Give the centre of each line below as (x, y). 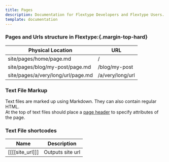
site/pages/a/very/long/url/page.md (50, 75)
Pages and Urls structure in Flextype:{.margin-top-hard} (77, 37)
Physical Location (50, 50)
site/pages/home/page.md (40, 59)
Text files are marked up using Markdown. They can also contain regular (81, 101)
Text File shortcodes (31, 131)
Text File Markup (26, 90)
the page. (15, 117)
